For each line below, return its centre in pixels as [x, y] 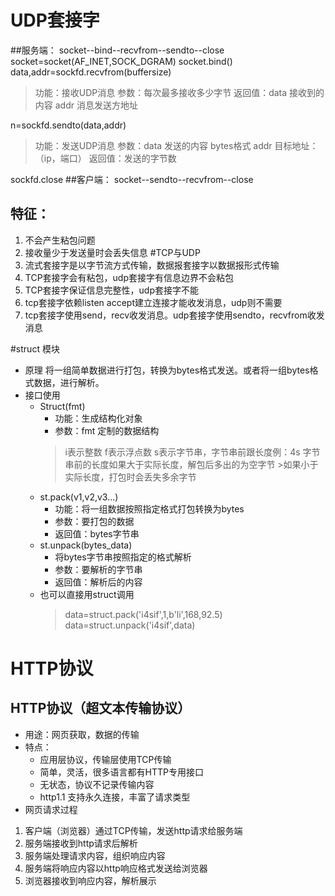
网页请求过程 [51, 809]
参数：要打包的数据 [94, 521]
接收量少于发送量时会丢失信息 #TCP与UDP [112, 252]
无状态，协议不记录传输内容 [97, 784]
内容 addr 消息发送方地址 [86, 105]
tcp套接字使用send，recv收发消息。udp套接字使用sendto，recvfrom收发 [174, 315]
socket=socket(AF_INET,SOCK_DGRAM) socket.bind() [121, 61]
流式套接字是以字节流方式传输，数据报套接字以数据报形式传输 [152, 265]
